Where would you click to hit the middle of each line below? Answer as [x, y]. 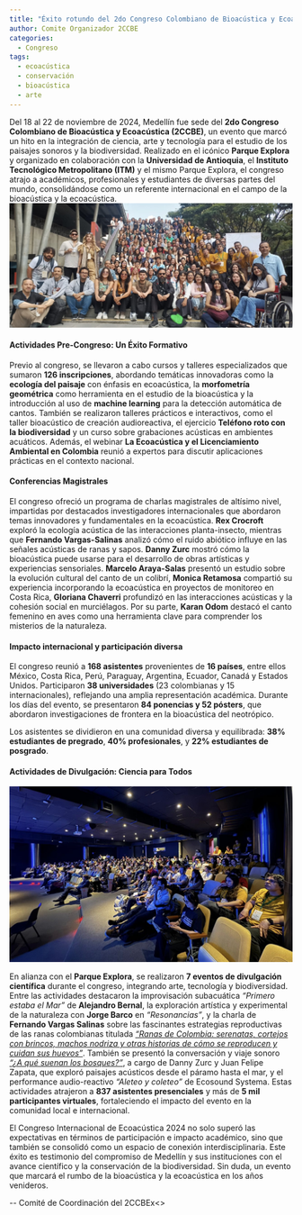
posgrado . [29, 751]
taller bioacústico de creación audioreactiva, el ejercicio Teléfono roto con [147, 422]
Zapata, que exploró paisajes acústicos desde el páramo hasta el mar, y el [147, 1073]
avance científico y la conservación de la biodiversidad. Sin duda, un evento [150, 1166]
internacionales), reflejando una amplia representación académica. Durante [149, 695]
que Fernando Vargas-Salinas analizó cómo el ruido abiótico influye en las [148, 539]
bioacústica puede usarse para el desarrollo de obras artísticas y [129, 559]
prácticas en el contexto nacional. [72, 460]
